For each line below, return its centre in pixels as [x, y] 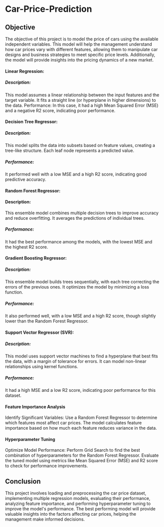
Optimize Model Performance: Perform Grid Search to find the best [73, 450]
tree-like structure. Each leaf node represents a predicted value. [70, 150]
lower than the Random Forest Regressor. [47, 321]
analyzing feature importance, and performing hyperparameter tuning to [78, 504]
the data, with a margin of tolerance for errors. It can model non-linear [76, 361]
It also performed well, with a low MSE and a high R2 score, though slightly [81, 316]
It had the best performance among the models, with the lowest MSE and [79, 241]
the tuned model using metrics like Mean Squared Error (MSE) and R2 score [82, 461]
